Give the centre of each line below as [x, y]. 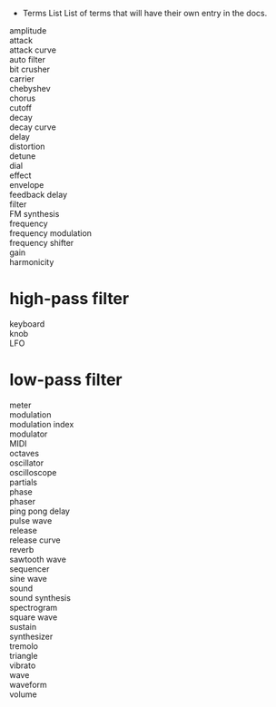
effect [20, 175]
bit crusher [30, 69]
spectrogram [34, 607]
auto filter [27, 59]
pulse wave [31, 520]
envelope [27, 185]
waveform [28, 684]
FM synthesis [34, 214]
